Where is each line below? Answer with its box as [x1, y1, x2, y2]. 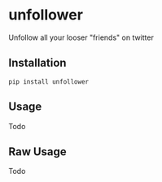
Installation [8, 56, 67, 70]
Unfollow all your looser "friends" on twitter [8, 32, 155, 42]
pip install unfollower [8, 77, 90, 86]
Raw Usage [8, 145, 67, 158]
